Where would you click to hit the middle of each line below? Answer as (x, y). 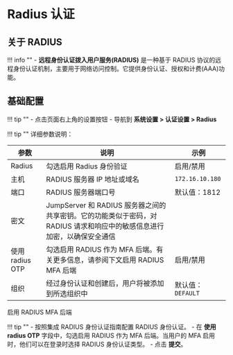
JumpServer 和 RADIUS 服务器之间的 (106, 205)
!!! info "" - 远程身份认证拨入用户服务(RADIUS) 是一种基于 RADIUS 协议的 (111, 60)
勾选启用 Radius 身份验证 (87, 166)
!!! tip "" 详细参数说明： (40, 134)
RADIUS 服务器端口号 (81, 192)
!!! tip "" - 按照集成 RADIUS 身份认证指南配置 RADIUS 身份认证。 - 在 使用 (112, 327)
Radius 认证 (41, 14)
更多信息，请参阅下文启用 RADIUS (109, 259)
